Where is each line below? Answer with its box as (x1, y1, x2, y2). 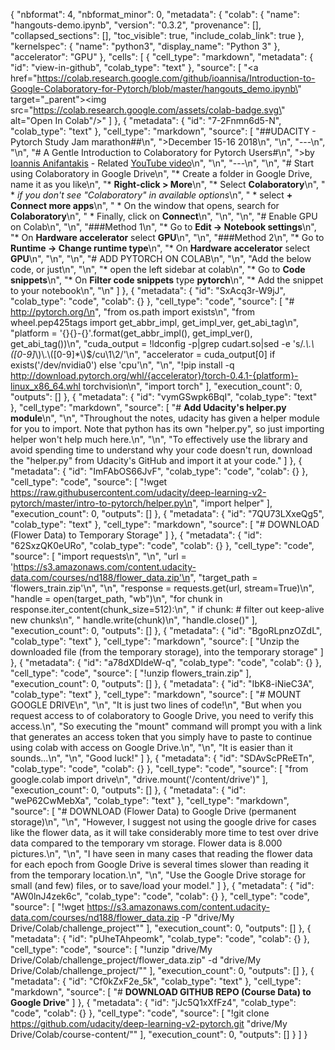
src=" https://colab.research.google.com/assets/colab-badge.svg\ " (10, 104, 286, 116)
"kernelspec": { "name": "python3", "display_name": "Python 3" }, (10, 40, 281, 52)
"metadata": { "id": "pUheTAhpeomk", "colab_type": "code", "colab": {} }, (10, 933, 310, 944)
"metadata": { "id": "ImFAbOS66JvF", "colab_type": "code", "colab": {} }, (10, 465, 309, 477)
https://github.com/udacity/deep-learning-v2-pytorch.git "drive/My (10, 1018, 288, 1029)
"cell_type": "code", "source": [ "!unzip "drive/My (10, 944, 213, 955)
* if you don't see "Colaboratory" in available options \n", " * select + (10, 189, 293, 201)
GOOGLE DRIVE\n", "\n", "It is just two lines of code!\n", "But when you (10, 699, 302, 711)
